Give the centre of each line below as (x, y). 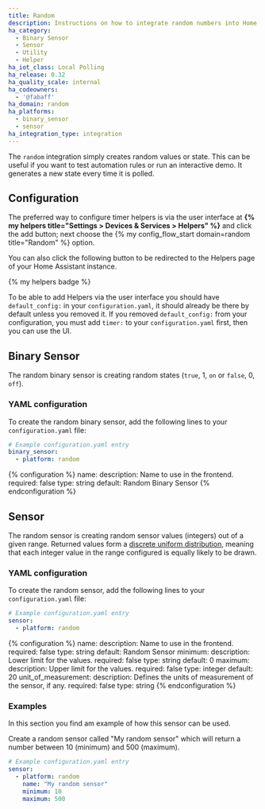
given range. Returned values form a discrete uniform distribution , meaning (131, 544)
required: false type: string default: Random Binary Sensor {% (109, 483)
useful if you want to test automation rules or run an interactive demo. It (125, 165)
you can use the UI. (40, 331)
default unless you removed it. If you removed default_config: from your (128, 314)
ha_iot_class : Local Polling (56, 68)
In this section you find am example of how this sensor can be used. (119, 723)
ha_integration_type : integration (65, 134)
